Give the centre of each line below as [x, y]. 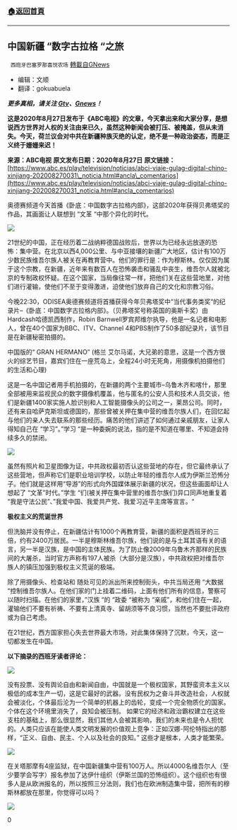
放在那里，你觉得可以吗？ [63, 792]
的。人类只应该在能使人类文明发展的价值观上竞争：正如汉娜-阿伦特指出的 [114, 729]
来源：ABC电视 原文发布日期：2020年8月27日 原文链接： [91, 160]
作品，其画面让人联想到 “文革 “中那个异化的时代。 [80, 214]
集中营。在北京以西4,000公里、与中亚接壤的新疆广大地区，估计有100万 [123, 251]
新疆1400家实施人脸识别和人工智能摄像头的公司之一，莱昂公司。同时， [122, 403]
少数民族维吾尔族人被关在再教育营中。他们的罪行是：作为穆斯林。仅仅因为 [115, 260]
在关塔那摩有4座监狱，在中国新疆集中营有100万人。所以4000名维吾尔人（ [115, 766]
